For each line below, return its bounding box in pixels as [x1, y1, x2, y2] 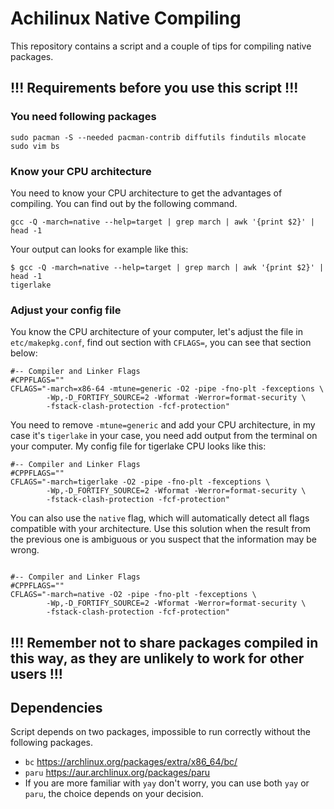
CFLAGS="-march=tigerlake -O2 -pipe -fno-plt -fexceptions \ [10, 477, 271, 487]
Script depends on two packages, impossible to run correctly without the [10, 726, 311, 738]
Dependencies [10, 700, 103, 716]
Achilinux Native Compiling [10, 7, 242, 30]
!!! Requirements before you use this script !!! [10, 80, 299, 97]
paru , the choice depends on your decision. [24, 788, 204, 800]
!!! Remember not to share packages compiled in [10, 634, 319, 651]
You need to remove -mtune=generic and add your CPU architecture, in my [10, 419, 316, 431]
